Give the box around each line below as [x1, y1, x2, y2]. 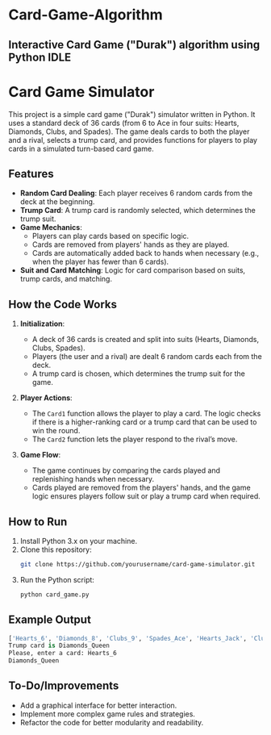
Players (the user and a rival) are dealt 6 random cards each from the [31, 352, 262, 361]
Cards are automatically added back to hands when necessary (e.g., [31, 248, 260, 258]
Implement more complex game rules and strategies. [19, 708, 196, 719]
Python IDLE [8, 50, 72, 64]
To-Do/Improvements [8, 679, 119, 693]
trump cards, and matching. [19, 274, 113, 284]
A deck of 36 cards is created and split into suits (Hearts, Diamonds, [31, 335, 260, 345]
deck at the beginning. [19, 197, 95, 207]
